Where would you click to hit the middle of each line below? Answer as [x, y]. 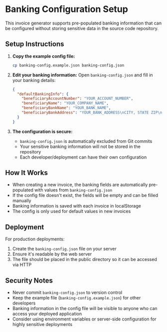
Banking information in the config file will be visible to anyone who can [85, 308]
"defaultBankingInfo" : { [43, 94]
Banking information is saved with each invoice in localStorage [77, 206]
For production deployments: [35, 239]
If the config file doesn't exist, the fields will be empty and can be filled [85, 195]
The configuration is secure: [42, 131]
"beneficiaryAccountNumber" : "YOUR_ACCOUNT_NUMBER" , [78, 98]
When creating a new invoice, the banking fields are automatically [80, 185]
